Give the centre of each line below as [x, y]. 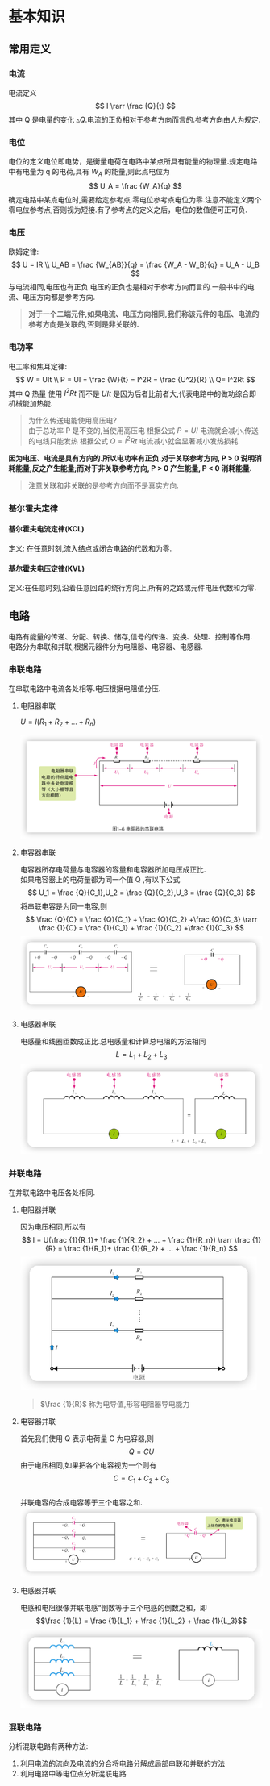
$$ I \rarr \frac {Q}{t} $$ [135, 106]
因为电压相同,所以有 [53, 1227]
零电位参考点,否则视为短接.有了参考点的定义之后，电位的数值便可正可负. [128, 210]
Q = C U [141, 1451]
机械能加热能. [31, 403]
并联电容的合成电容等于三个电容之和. [81, 1502]
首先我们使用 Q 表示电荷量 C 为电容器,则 [87, 1438]
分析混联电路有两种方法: [48, 1746]
